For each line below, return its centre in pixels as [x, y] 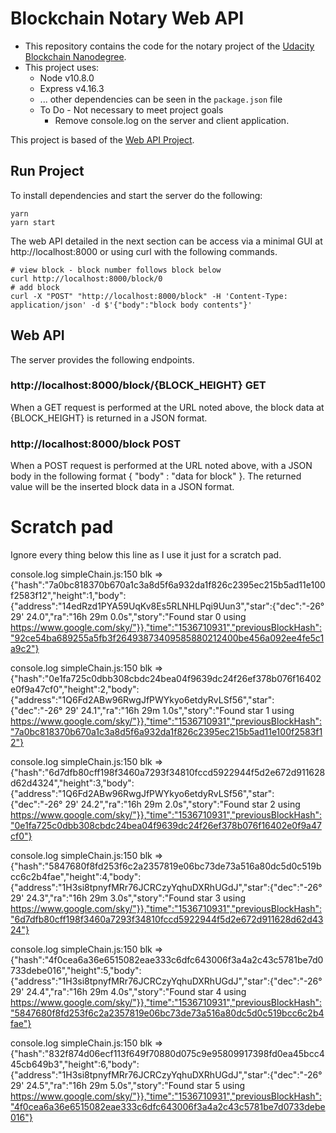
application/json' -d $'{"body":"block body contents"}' [131, 305]
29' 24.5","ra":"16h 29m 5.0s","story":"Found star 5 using [128, 1086]
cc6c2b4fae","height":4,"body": [76, 877]
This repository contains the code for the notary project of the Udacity [169, 46]
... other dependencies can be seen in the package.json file [161, 99]
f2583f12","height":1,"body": [68, 596]
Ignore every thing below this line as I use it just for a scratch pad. [146, 555]
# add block [35, 287]
